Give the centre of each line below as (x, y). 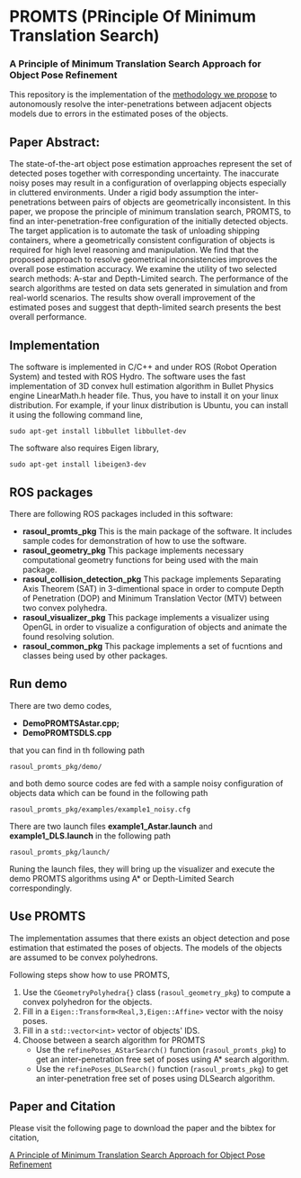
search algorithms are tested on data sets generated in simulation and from (148, 288)
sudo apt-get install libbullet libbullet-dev (98, 431)
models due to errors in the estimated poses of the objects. (119, 113)
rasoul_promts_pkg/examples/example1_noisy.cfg (100, 809)
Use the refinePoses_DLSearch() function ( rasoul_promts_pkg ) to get (162, 1068)
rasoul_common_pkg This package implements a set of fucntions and (152, 646)
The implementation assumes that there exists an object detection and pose (150, 938)
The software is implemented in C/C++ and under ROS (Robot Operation (143, 367)
